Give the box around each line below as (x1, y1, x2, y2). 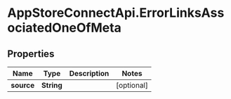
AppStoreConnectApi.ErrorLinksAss (7, 5, 225, 21)
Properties (7, 48, 55, 60)
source (11, 81, 35, 90)
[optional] (115, 81, 149, 90)
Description (69, 69, 110, 78)
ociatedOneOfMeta (7, 20, 121, 36)
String (41, 81, 63, 90)
